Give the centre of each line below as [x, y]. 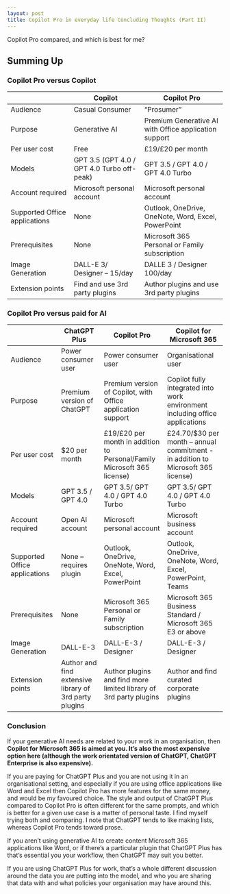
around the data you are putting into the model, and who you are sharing [109, 876]
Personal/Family [130, 459]
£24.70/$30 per [193, 434]
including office [192, 414]
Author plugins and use [181, 284]
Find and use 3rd [101, 284]
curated [179, 680]
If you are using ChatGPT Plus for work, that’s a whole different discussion [112, 868]
